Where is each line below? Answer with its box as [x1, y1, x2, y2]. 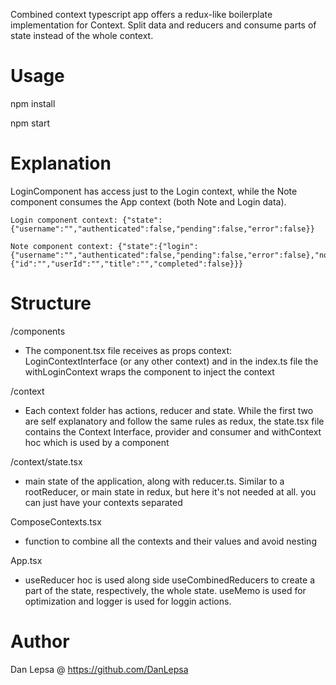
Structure [10, 292, 92, 315]
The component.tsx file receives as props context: [24, 344, 233, 356]
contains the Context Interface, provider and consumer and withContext [24, 425, 322, 438]
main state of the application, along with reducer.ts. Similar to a [24, 475, 285, 487]
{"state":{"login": [117, 241, 199, 251]
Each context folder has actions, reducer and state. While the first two [24, 404, 314, 416]
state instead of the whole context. [10, 30, 154, 41]
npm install [10, 97, 56, 109]
